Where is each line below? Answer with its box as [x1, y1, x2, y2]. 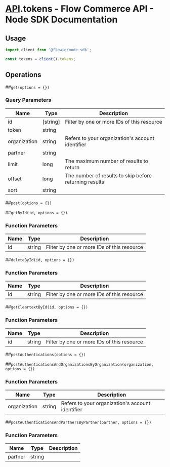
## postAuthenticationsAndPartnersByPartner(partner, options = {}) [5, 419, 152, 425]
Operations [5, 70, 41, 79]
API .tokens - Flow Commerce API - [5, 3, 154, 15]
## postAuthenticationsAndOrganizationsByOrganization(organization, [5, 361, 154, 367]
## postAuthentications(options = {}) [5, 351, 86, 357]
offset [8, 175, 22, 182]
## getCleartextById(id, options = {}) [5, 304, 89, 310]
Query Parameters [5, 97, 52, 104]
